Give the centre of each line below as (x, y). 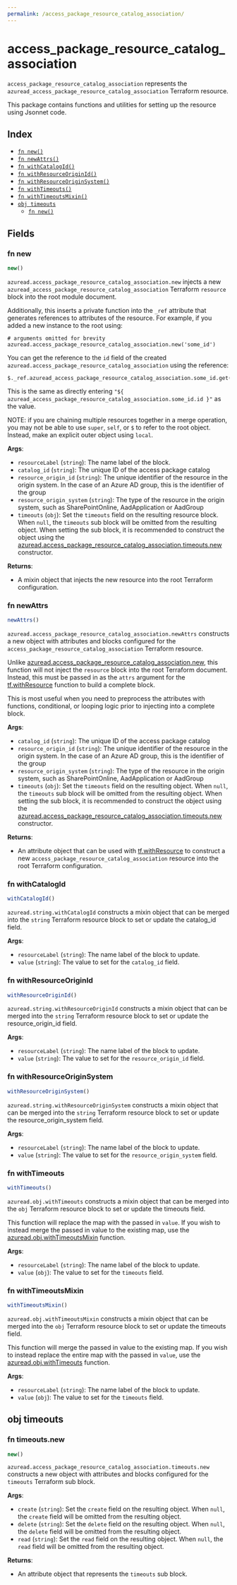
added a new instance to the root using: (65, 325)
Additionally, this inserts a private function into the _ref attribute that (107, 310)
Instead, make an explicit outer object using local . (80, 434)
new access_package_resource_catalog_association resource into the (118, 858)
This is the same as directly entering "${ (66, 391)
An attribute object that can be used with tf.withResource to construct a (121, 851)
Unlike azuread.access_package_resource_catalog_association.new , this (113, 663)
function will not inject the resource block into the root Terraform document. (117, 670)
